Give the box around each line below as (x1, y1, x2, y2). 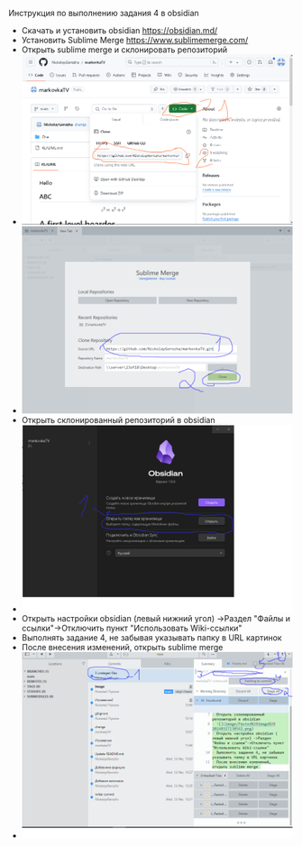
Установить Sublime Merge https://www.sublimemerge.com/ (21, 35, 249, 45)
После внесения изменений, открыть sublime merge (21, 641, 224, 652)
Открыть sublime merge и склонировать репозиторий (21, 44, 228, 55)
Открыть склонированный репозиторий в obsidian (21, 415, 215, 426)
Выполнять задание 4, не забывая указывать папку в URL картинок (21, 631, 282, 643)
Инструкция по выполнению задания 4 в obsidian (8, 8, 199, 18)
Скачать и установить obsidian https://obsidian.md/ (21, 25, 218, 35)
